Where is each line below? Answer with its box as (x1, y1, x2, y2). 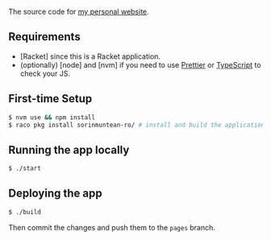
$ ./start (8, 164, 42, 172)
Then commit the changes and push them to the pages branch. (8, 222, 216, 232)
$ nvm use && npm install (8, 113, 95, 122)
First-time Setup (8, 92, 93, 106)
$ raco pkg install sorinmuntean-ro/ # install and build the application (8, 121, 265, 129)
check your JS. (19, 68, 71, 78)
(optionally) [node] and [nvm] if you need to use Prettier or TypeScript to (19, 60, 261, 69)
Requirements (8, 30, 81, 43)
